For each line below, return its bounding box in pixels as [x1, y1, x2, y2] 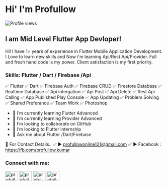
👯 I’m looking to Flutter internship [12, 126, 81, 132]
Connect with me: [5, 159, 50, 166]
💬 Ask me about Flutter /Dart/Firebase [12, 132, 92, 138]
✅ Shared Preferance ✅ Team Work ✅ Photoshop [5, 100, 108, 106]
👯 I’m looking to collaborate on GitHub [12, 121, 92, 127]
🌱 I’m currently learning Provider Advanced [12, 115, 102, 121]
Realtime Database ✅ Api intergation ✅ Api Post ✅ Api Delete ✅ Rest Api [5, 89, 155, 95]
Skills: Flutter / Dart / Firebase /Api [5, 72, 92, 79]
